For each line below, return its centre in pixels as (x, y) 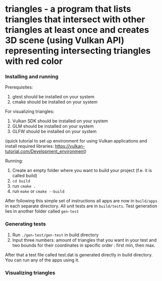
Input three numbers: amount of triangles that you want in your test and (84, 240)
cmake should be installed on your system (55, 102)
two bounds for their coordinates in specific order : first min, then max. (84, 245)
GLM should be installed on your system (53, 126)
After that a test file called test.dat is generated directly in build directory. (79, 254)
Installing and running (32, 77)
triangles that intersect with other (75, 19)
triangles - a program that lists (68, 9)
